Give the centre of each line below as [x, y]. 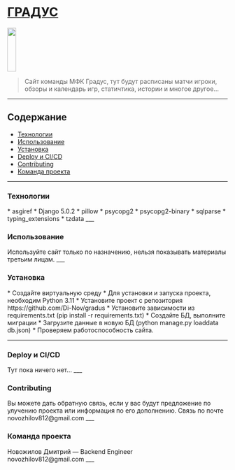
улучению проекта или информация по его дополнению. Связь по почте [115, 411]
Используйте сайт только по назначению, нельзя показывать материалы [117, 252]
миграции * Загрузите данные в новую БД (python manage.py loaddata [113, 322]
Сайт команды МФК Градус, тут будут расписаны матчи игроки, [121, 81]
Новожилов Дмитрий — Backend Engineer [70, 451]
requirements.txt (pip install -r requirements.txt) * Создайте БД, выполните [116, 315]
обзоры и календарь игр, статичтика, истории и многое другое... [121, 89]
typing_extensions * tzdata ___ [51, 219]
